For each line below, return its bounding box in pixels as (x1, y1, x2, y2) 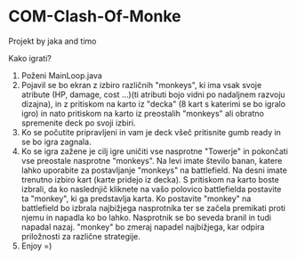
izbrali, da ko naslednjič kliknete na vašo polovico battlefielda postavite (20, 183, 282, 194)
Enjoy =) (20, 240, 52, 251)
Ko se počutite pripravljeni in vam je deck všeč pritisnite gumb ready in (20, 126, 282, 137)
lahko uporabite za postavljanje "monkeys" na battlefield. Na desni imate (20, 165, 288, 175)
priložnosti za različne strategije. (20, 231, 141, 241)
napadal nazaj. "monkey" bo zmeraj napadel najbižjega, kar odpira (20, 221, 265, 232)
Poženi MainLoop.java (20, 69, 103, 81)
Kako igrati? (8, 53, 52, 63)
